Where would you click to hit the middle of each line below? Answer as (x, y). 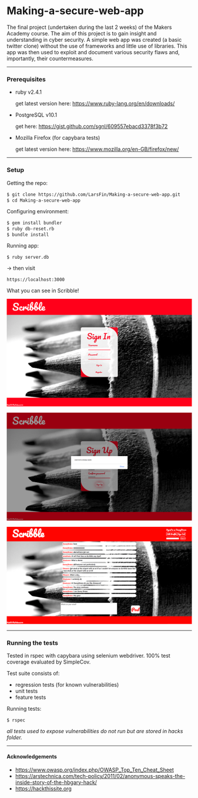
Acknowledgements (32, 756)
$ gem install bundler (34, 223)
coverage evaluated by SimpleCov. (49, 662)
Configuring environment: (38, 211)
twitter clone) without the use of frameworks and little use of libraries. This (97, 46)
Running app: (23, 245)
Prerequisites (26, 79)
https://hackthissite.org (43, 789)
